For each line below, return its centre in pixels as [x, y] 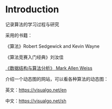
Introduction [32, 10]
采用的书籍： [19, 35]
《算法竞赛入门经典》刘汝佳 [35, 57]
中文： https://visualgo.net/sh [36, 101]
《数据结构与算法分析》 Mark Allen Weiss [49, 68]
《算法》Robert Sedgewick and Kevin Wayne [52, 46]
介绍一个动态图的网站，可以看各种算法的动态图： [57, 79]
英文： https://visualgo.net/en [36, 90]
